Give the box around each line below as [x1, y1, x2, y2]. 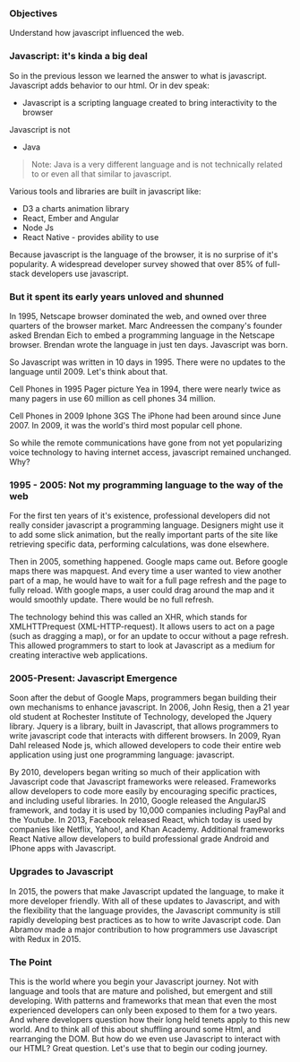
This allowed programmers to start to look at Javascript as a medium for [9, 640, 276, 652]
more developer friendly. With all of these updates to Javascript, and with [9, 895, 280, 906]
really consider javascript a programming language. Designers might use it [9, 520, 284, 531]
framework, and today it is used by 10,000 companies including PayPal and [9, 805, 287, 816]
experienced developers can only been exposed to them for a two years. [9, 1005, 278, 1015]
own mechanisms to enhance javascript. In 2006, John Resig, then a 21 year [9, 702, 290, 712]
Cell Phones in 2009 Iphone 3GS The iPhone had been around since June [9, 410, 282, 421]
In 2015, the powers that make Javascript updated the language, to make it [9, 885, 285, 896]
